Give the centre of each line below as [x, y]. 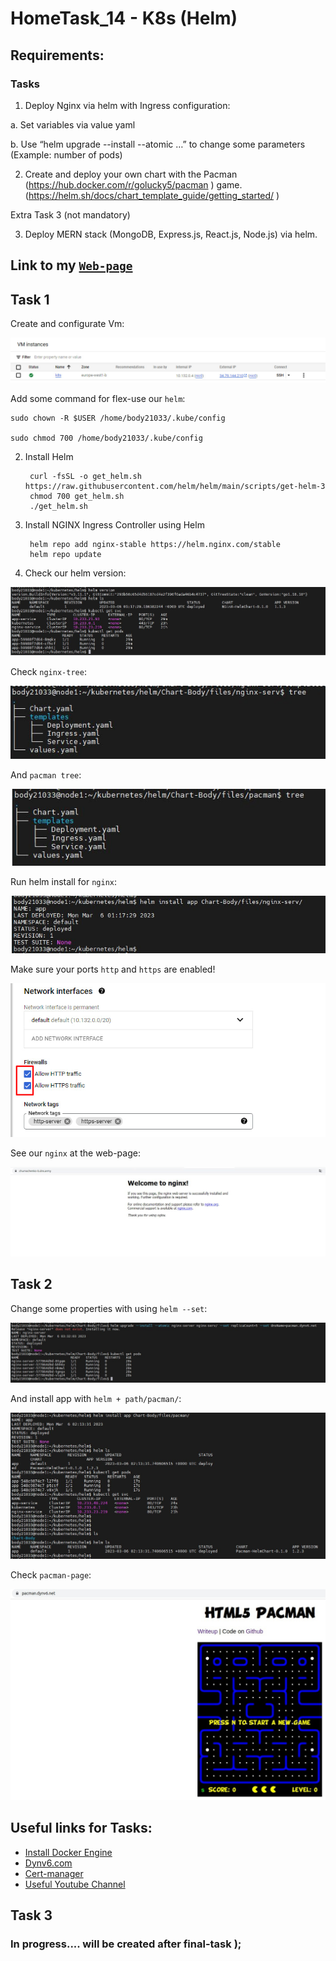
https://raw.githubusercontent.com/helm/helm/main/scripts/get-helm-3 [175, 486]
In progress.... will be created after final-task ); [126, 1944]
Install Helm [49, 456]
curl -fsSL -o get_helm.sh [85, 476]
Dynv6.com [48, 1863]
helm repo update [65, 554]
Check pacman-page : [51, 1574]
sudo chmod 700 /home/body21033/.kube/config [106, 438]
